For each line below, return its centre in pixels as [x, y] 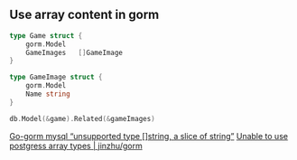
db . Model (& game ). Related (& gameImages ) [82, 118]
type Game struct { [46, 35]
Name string [48, 94]
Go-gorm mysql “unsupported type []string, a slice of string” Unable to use [149, 136]
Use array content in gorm [84, 15]
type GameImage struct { [56, 77]
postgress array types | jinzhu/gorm [76, 146]
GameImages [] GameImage [74, 52]
